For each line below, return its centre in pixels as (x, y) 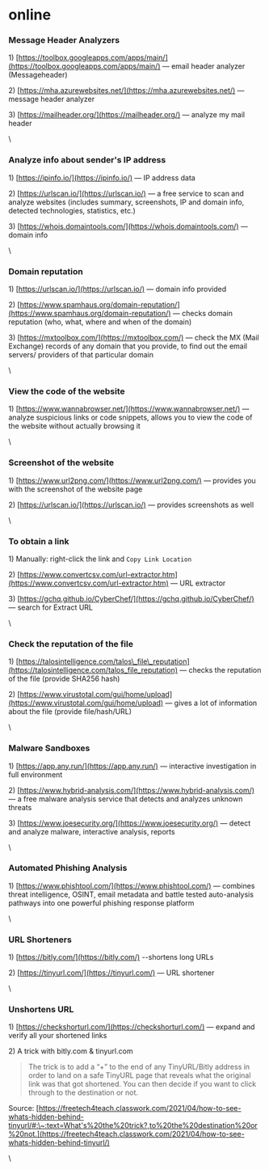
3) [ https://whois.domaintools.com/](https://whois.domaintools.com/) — (128, 226)
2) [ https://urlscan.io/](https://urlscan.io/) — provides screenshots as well (131, 505)
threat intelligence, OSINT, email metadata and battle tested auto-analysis (131, 894)
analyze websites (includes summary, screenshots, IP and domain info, (126, 202)
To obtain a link (39, 541)
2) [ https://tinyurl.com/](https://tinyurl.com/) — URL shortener (111, 973)
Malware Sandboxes (49, 748)
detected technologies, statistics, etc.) (72, 210)
